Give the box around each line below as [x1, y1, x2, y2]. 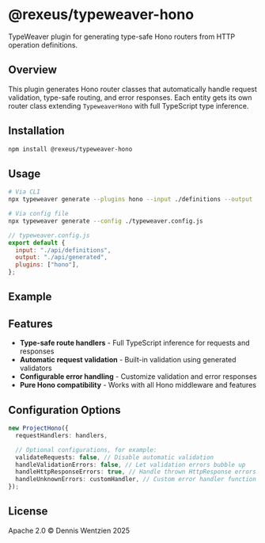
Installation [8, 124, 65, 138]
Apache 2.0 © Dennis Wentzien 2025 [8, 526, 131, 535]
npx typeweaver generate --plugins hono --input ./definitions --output [8, 196, 253, 204]
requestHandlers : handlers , [15, 431, 108, 439]
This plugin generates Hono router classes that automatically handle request [8, 84, 257, 94]
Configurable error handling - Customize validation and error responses [19, 372, 257, 381]
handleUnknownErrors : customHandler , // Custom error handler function [15, 476, 257, 484]
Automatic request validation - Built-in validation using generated [19, 355, 237, 365]
